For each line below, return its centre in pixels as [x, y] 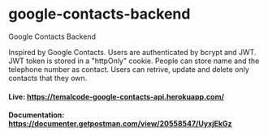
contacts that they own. [48, 78]
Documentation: [37, 115]
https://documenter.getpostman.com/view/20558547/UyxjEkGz [121, 124]
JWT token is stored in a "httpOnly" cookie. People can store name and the [134, 61]
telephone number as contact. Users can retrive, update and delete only [129, 69]
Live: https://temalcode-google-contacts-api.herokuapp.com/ [117, 96]
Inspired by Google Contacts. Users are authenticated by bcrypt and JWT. [132, 52]
